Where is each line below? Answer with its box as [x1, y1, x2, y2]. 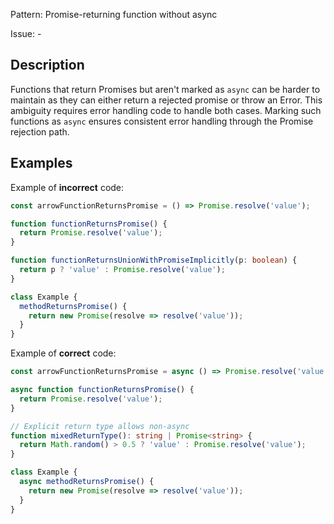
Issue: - [10, 28, 42, 39]
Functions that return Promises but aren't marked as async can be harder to [10, 83, 321, 95]
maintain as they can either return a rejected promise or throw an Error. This [10, 94, 323, 106]
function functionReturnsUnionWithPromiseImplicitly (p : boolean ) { [10, 255, 298, 266]
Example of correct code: [10, 347, 117, 359]
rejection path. [10, 125, 70, 138]
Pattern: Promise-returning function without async [10, 9, 218, 20]
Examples [10, 155, 73, 172]
